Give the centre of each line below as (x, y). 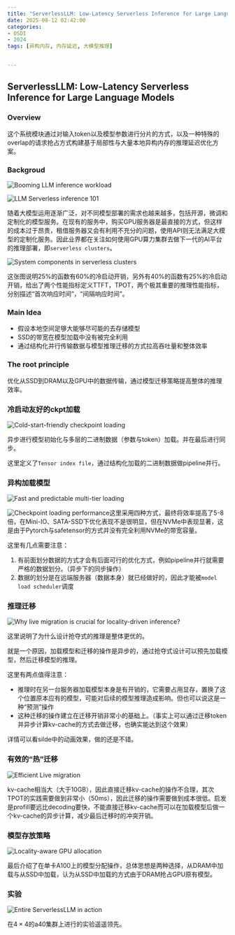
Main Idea (24, 312)
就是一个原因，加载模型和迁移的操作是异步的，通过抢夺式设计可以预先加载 (114, 651)
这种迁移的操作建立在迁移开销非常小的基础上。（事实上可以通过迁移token (122, 716)
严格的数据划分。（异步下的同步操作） (71, 569)
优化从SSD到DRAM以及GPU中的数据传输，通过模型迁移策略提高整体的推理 (115, 380)
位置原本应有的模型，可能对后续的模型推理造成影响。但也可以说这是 (122, 698)
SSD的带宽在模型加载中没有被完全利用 (72, 337)
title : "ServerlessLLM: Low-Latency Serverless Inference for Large (109, 14)
